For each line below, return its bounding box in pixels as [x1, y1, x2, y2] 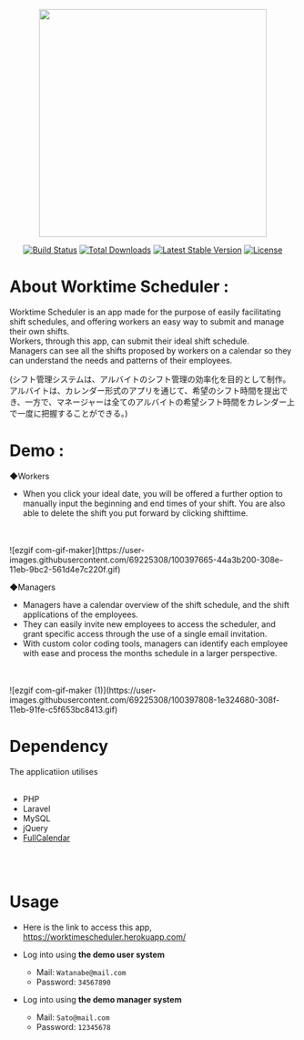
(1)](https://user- [94, 685, 157, 695]
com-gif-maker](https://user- [35, 544, 146, 555]
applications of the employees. [22, 609, 138, 620]
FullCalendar [22, 832, 71, 843]
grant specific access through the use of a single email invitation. [22, 628, 268, 639]
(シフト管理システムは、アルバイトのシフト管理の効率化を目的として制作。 [9, 374, 291, 385]
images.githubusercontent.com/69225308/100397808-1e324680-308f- [9, 694, 280, 705]
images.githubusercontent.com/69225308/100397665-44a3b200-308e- [9, 554, 284, 565]
